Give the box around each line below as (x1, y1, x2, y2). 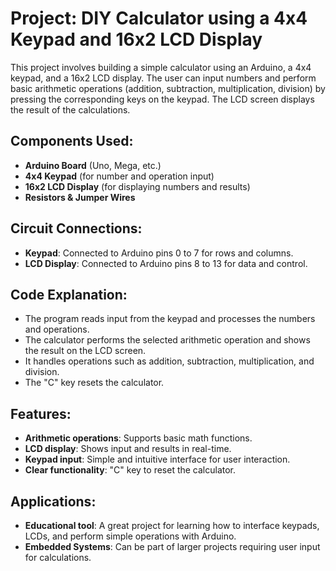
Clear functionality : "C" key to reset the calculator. (24, 464, 237, 476)
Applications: (10, 493, 97, 510)
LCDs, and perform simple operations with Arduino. (24, 530, 237, 542)
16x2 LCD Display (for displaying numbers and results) (24, 180, 251, 192)
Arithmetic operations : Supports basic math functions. (24, 432, 253, 444)
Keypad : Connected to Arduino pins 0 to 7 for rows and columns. (24, 247, 294, 259)
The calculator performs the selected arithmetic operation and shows (24, 334, 311, 346)
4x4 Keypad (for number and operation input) (24, 170, 215, 182)
